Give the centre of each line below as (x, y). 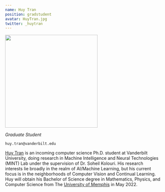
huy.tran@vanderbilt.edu (31, 144)
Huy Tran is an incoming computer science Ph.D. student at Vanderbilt (76, 153)
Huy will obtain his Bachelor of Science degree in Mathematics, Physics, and (83, 179)
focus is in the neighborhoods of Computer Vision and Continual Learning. (81, 174)
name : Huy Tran (21, 10)
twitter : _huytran (24, 24)
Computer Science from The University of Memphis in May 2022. (71, 185)
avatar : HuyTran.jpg (26, 19)
